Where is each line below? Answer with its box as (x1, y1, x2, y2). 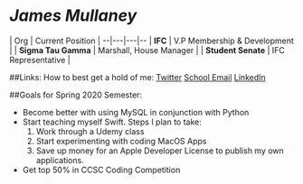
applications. (35, 154, 84, 165)
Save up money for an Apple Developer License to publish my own (35, 145, 285, 156)
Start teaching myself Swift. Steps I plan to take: (22, 116, 202, 127)
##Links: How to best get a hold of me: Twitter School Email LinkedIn (9, 71, 267, 82)
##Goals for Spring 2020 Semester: (9, 89, 143, 100)
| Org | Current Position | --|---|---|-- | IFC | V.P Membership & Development (9, 35, 294, 46)
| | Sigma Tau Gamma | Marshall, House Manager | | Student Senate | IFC (9, 44, 285, 55)
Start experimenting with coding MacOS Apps (35, 135, 207, 146)
